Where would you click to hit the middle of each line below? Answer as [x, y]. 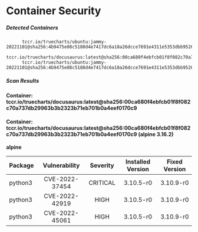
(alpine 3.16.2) [156, 134]
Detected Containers [32, 27]
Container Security [54, 11]
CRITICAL [102, 183]
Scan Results [23, 80]
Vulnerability [61, 165]
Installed [138, 162]
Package [22, 165]
